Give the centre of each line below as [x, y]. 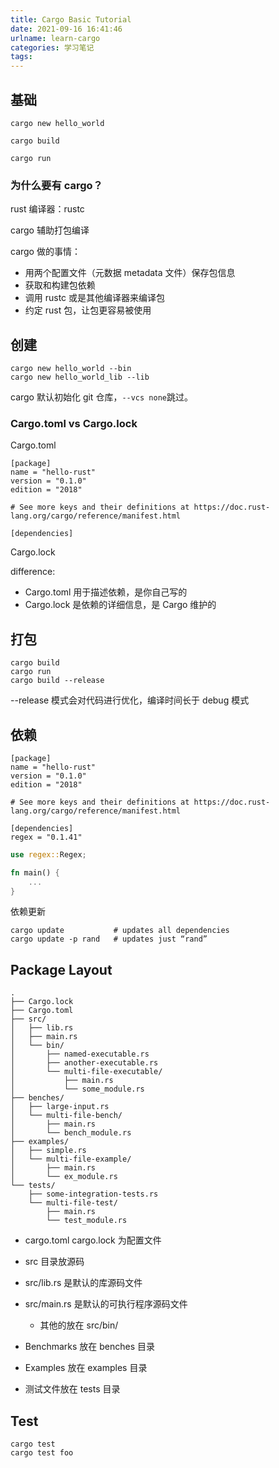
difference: [33, 572]
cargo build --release [57, 681]
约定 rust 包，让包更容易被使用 [88, 310]
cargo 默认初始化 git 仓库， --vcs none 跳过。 [101, 397]
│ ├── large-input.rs [60, 1107]
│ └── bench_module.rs [71, 1133]
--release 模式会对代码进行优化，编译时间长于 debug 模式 [130, 700]
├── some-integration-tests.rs [93, 1194]
